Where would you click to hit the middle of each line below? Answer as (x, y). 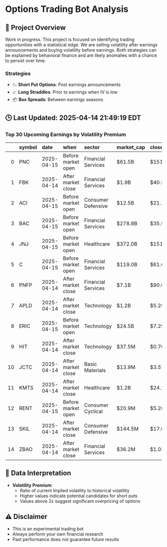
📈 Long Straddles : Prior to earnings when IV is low (65, 92)
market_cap (131, 147)
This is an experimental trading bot (48, 529)
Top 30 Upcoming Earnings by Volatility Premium (66, 134)
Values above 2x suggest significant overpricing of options (80, 501)
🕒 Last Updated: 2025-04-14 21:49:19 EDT (73, 118)
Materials (95, 370)
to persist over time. (26, 60)
